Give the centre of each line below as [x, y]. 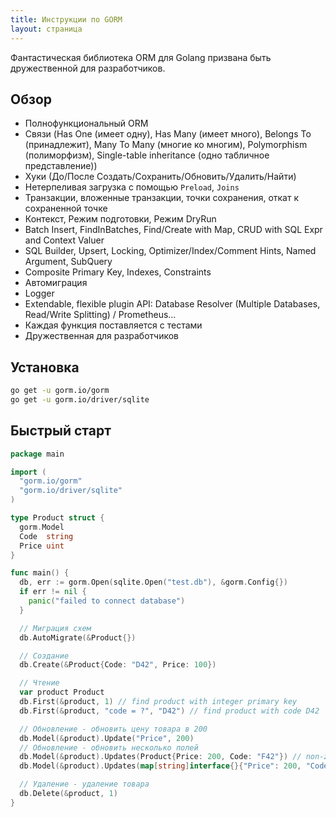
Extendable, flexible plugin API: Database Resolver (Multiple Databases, [172, 304]
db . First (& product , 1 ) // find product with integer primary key [158, 702]
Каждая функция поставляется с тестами [113, 325]
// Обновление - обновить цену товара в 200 [113, 729]
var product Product [62, 692]
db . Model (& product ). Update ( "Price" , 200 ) [107, 738]
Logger [39, 293]
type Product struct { [57, 518]
